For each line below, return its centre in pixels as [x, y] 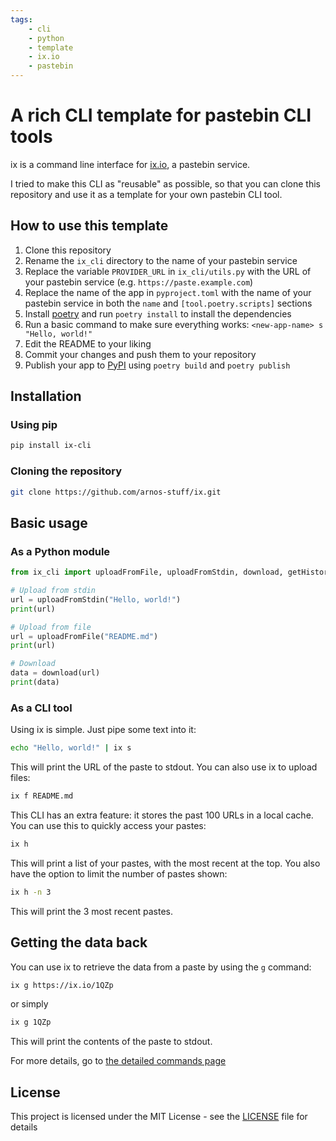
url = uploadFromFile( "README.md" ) [84, 636]
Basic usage [49, 522]
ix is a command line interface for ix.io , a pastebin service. [130, 164]
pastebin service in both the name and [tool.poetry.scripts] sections [168, 303]
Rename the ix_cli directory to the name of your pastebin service [161, 260]
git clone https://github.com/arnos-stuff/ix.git [116, 492]
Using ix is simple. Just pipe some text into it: [103, 730]
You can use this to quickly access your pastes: [108, 825]
